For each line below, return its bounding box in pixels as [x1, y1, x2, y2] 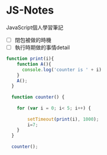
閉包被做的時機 [14, 36, 51, 43]
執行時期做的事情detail [14, 44, 70, 51]
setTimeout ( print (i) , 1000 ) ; [27, 116, 99, 122]
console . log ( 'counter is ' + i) [21, 66, 102, 73]
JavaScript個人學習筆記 [6, 24, 64, 31]
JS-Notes [6, 4, 54, 17]
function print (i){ [6, 56, 54, 62]
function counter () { [11, 94, 65, 101]
